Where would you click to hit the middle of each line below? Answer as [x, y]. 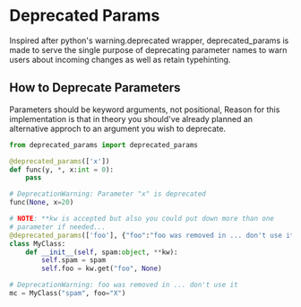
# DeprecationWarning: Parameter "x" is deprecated [107, 194]
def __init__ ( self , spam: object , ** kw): [102, 252]
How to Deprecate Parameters [95, 88]
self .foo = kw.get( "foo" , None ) [102, 269]
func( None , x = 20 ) [42, 203]
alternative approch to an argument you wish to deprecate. [118, 128]
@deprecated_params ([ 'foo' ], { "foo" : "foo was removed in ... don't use [146, 235]
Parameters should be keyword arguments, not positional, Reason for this [145, 110]
